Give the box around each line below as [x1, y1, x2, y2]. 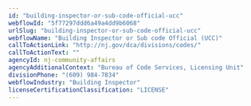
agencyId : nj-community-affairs [8, 57, 116, 65]
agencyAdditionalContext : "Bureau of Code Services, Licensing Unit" [8, 64, 245, 72]
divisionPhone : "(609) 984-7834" [8, 71, 120, 79]
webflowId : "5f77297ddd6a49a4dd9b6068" [8, 19, 141, 27]
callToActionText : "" [8, 49, 80, 57]
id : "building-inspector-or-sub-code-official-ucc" [8, 11, 183, 20]
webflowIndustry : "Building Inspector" [8, 78, 141, 86]
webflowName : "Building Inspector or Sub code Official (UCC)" [8, 33, 223, 42]
